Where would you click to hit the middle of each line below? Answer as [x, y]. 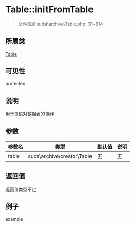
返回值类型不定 [21, 189]
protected [15, 83]
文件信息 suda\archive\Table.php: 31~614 [60, 24]
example [14, 219]
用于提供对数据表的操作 [30, 114]
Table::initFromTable [49, 9]
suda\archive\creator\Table [60, 156]
